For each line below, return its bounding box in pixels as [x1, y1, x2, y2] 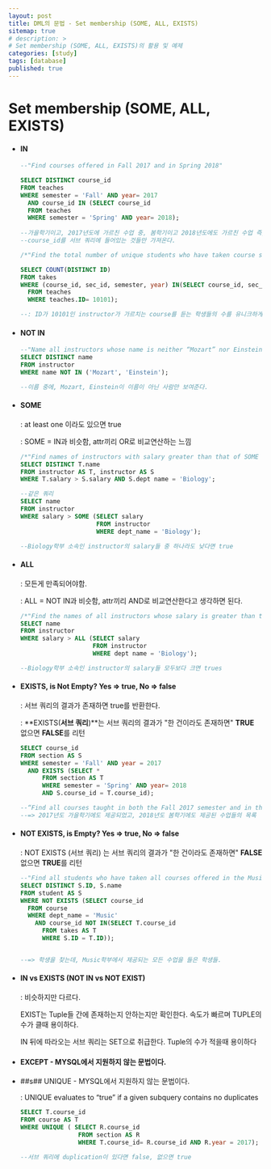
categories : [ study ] [8, 49, 78, 57]
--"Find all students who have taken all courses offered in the [19, 875, 244, 883]
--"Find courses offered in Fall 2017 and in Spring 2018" [19, 162, 223, 170]
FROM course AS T [19, 1116, 79, 1125]
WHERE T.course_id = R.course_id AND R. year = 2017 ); [77, 1138, 260, 1146]
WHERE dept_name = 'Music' [27, 912, 119, 920]
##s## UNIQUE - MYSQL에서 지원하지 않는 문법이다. [19, 1077, 190, 1086]
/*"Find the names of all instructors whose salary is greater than [19, 612, 256, 620]
